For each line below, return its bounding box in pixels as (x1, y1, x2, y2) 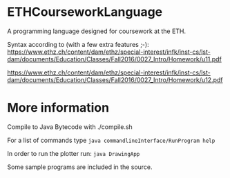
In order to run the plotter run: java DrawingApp (7, 149, 140, 157)
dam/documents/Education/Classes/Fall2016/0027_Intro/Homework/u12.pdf (7, 75, 223, 83)
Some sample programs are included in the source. (7, 163, 153, 171)
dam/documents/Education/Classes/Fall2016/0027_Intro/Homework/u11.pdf (7, 55, 222, 63)
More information (7, 100, 109, 116)
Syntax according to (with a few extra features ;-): (7, 40, 150, 48)
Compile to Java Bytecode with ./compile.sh (7, 122, 133, 131)
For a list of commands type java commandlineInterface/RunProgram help (7, 136, 215, 144)
